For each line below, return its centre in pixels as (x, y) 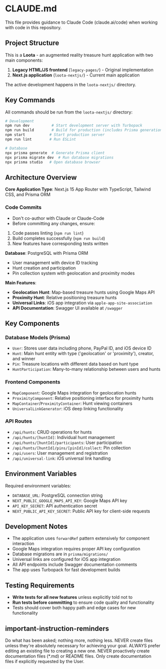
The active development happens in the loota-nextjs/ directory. (71, 84)
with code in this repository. (33, 27)
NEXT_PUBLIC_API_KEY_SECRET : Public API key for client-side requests (81, 511)
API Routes (19, 421)
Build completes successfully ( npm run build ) (59, 238)
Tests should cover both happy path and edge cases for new (74, 608)
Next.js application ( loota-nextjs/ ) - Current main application (76, 75)
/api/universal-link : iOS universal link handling (62, 458)
